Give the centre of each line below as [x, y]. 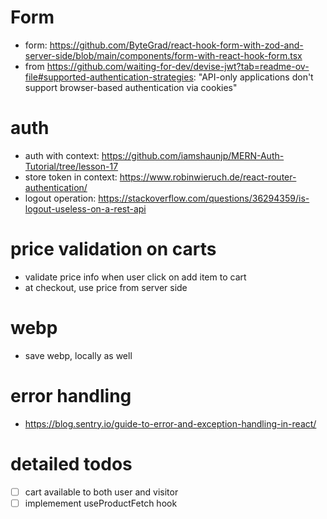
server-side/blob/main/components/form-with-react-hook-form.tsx [163, 55]
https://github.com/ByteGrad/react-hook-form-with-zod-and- [176, 45]
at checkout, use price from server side [106, 287]
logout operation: [60, 198]
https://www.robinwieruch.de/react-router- [208, 177]
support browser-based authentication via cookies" [131, 87]
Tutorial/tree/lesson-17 [71, 166]
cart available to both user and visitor [101, 492]
